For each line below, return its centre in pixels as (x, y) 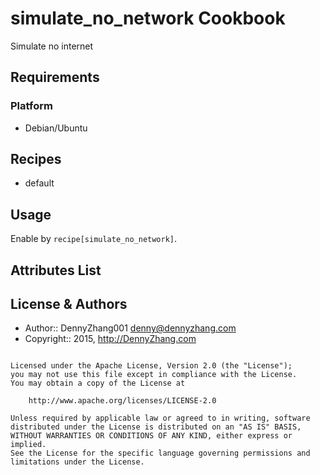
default (39, 183)
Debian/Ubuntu (56, 128)
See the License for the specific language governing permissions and (160, 453)
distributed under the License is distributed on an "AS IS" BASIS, (156, 427)
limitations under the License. (77, 462)
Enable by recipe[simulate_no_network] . (94, 239)
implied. (28, 445)
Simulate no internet (52, 46)
